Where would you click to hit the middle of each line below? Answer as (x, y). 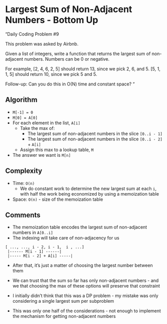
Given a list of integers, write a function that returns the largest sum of (78, 54)
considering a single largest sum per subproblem (63, 301)
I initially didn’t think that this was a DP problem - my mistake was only (85, 296)
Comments (23, 215)
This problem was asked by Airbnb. (42, 43)
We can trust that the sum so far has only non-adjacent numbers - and (86, 281)
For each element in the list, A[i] (46, 123)
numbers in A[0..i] (33, 233)
